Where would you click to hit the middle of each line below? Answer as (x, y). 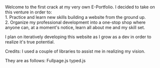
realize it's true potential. (30, 42)
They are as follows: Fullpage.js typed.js (45, 61)
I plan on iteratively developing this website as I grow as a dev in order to (78, 37)
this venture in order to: (29, 12)
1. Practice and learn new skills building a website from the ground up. (76, 17)
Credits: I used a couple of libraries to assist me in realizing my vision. (75, 51)
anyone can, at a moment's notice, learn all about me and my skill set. (75, 27)
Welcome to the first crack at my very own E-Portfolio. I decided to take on (80, 7)
